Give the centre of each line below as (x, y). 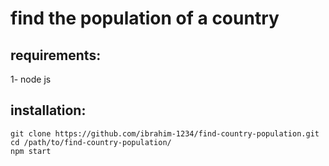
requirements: (56, 55)
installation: (48, 110)
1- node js (31, 79)
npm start (31, 151)
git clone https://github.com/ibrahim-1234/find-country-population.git (165, 133)
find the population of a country (145, 18)
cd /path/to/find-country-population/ (91, 142)
